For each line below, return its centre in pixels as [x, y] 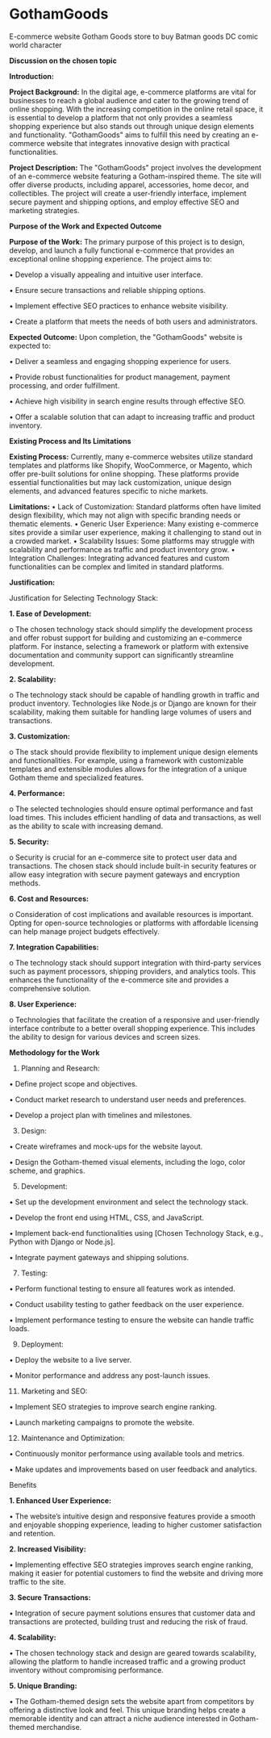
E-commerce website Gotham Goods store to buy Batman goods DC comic [134, 36]
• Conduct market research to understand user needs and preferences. [128, 1099]
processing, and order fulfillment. [65, 385]
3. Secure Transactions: [50, 1597]
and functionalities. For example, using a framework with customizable [127, 760]
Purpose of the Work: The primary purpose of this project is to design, [127, 241]
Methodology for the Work [54, 1052]
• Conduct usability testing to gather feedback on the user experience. [127, 1304]
